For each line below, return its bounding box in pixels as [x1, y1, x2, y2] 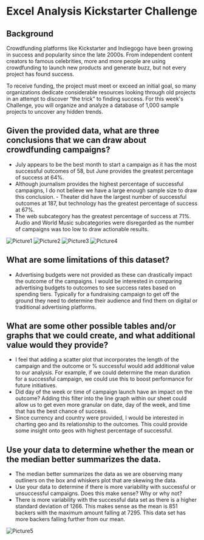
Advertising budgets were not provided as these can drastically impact [15, 271, 192, 278]
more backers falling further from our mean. [15, 516, 126, 523]
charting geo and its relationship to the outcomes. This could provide [15, 421, 188, 428]
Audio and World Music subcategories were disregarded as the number [15, 219, 194, 226]
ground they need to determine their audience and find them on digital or [15, 297, 198, 304]
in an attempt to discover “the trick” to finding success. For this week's [6, 95, 184, 102]
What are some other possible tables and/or [6, 321, 176, 331]
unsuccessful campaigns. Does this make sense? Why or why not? [15, 490, 182, 497]
